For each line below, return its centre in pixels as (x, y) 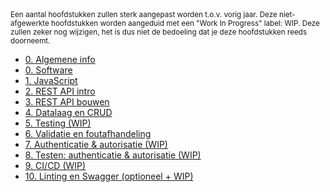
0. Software (48, 70)
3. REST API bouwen (67, 102)
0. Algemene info (60, 59)
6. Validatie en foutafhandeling (88, 133)
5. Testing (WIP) (58, 123)
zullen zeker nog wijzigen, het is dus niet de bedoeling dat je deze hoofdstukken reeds (159, 32)
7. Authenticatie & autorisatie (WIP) (96, 144)
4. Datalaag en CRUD (68, 112)
